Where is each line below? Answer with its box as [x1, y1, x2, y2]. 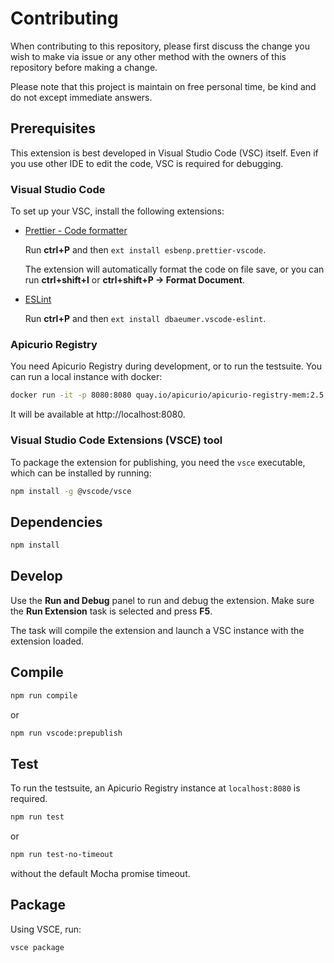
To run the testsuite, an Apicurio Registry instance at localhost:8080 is [10, 782, 301, 794]
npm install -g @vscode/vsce [10, 486, 132, 496]
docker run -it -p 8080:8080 [10, 390, 132, 401]
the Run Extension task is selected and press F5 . [10, 605, 213, 617]
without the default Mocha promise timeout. [10, 868, 191, 880]
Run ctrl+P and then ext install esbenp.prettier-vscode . [24, 244, 267, 256]
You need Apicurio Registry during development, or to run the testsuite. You [10, 360, 322, 372]
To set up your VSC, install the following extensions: [10, 205, 225, 217]
